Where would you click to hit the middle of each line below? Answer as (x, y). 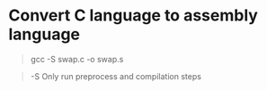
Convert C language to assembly (133, 16)
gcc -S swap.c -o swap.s (77, 59)
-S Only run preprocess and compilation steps (116, 76)
